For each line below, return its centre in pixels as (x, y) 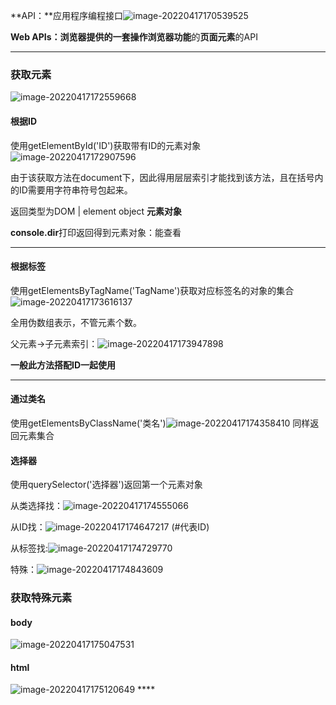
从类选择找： (36, 506)
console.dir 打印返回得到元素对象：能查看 (96, 232)
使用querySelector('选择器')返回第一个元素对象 (106, 485)
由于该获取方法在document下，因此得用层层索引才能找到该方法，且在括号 (162, 177)
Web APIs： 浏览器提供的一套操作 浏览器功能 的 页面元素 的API (134, 37)
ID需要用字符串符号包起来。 (75, 190)
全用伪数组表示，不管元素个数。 (76, 322)
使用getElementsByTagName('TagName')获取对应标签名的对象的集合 (152, 290)
